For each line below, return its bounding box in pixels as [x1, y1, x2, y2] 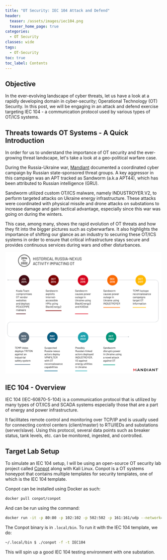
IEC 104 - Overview [5, 383, 66, 392]
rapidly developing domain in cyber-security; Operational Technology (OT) [5, 98, 158, 104]
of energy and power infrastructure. [5, 407, 79, 413]
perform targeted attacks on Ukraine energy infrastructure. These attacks [5, 195, 156, 201]
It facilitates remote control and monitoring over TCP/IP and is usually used [5, 417, 159, 423]
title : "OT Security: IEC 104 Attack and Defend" [5, 8, 110, 13]
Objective [5, 80, 36, 88]
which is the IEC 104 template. [5, 476, 67, 482]
